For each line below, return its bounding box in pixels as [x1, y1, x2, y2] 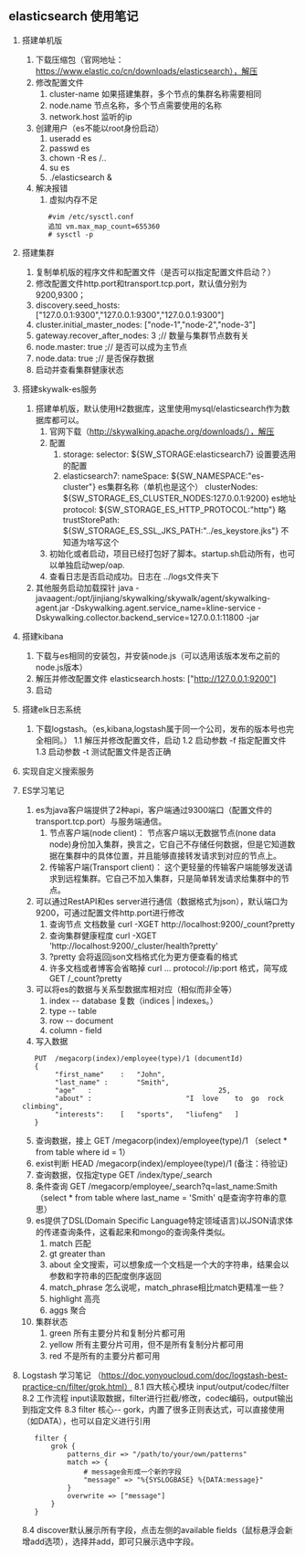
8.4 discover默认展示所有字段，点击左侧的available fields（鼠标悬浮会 [21, 1524, 285, 1535]
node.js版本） [35, 661, 88, 672]
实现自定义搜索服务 [21, 766, 95, 777]
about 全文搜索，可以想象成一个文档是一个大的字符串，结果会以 [48, 1259, 289, 1270]
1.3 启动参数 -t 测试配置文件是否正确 [35, 746, 172, 756]
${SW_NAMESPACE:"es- [171, 470, 265, 481]
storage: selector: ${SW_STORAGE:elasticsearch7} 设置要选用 [62, 449, 297, 460]
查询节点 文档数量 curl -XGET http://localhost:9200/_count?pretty [48, 918, 296, 929]
